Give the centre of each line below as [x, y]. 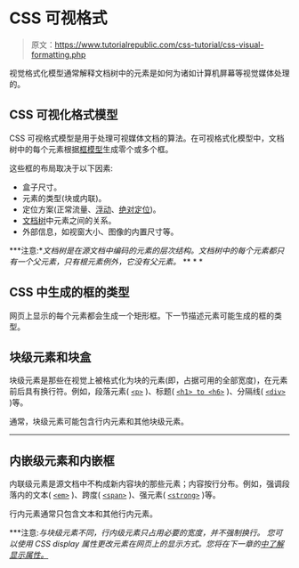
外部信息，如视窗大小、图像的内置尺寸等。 [100, 231]
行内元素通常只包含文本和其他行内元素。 [83, 514]
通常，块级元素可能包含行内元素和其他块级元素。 [99, 422]
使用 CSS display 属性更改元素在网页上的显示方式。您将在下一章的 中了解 [150, 544]
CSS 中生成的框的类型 [70, 292]
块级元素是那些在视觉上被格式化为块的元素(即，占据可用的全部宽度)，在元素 [149, 380]
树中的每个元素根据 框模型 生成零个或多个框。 [91, 149]
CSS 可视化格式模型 [64, 115]
